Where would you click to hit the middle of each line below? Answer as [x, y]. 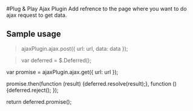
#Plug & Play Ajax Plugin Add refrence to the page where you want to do [97, 9]
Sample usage [34, 34]
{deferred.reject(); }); [32, 90]
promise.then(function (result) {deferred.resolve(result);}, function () [92, 83]
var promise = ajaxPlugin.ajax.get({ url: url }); [62, 72]
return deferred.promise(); [39, 101]
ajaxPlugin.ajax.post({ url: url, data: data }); [74, 48]
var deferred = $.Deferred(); [56, 60]
